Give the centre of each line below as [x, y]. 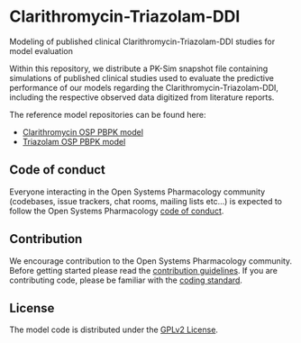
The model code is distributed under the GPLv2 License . [114, 329]
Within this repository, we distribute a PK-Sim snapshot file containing [139, 68]
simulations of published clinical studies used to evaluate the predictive [142, 77]
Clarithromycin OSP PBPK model [83, 131]
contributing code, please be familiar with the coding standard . [126, 280]
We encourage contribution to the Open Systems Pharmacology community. [151, 261]
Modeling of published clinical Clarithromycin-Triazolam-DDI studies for [142, 41]
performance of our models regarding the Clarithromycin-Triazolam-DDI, [144, 87]
